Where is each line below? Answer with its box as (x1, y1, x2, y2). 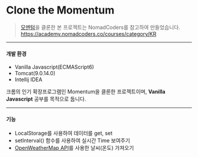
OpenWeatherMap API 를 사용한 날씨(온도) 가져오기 (14, 145, 134, 152)
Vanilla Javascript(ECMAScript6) (14, 64, 94, 71)
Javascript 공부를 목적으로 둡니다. (6, 95, 87, 103)
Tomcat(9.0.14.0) (14, 70, 56, 77)
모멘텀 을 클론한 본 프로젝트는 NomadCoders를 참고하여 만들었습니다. (20, 24, 181, 31)
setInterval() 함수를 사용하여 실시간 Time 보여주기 (14, 137, 131, 144)
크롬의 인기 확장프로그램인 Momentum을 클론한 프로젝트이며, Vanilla (6, 88, 166, 95)
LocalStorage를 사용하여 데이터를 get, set (14, 130, 113, 137)
